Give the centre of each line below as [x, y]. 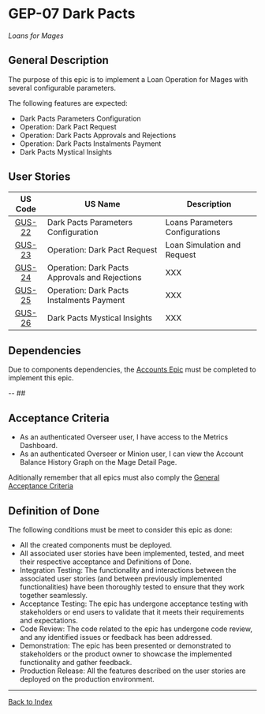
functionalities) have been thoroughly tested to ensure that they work [132, 587]
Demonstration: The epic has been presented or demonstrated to [125, 645]
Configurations [193, 232]
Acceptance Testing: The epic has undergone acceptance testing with [134, 604]
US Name [102, 204]
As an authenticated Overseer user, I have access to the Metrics [124, 437]
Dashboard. [39, 446]
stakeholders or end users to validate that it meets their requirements [132, 612]
